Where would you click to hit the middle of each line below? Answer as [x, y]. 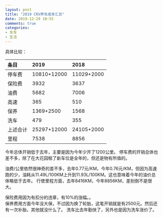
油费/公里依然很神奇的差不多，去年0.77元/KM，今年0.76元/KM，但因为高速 [81, 168]
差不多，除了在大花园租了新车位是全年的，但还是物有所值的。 [68, 158]
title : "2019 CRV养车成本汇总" [35, 14]
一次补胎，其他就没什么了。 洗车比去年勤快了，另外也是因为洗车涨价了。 [83, 210]
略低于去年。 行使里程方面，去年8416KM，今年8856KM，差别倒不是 [79, 181]
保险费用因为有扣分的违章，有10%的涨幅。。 [49, 197]
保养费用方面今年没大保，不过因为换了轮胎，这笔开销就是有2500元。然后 [79, 203]
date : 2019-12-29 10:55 [29, 19]
